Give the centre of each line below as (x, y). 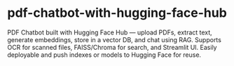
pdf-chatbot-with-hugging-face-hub (117, 13)
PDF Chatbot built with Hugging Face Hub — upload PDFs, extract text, (110, 32)
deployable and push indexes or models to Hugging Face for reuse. (104, 55)
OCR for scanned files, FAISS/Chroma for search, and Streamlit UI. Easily (112, 47)
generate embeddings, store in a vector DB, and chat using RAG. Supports (115, 39)
